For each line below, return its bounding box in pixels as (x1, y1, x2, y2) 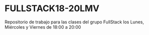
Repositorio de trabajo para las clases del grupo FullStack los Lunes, (4, 19, 144, 25)
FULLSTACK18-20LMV (4, 3, 99, 14)
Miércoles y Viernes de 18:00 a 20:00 (4, 24, 81, 30)
